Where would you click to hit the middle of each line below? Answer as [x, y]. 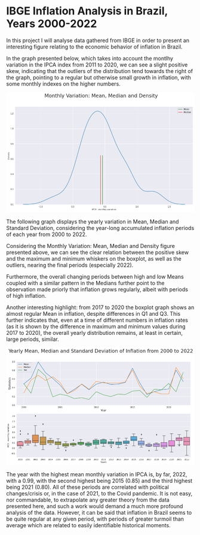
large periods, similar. [33, 339]
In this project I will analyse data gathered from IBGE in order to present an [98, 40]
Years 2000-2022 [52, 24]
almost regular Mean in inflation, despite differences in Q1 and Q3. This [93, 313]
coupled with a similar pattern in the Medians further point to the [86, 283]
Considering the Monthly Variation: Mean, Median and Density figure [90, 246]
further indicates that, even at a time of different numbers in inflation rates [97, 320]
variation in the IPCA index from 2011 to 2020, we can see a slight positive [97, 65]
